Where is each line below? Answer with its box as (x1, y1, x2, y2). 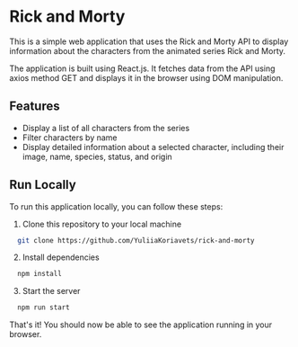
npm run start (17, 303, 70, 312)
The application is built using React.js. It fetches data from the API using (9, 63, 276, 74)
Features (9, 99, 60, 114)
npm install (17, 270, 63, 279)
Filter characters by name (22, 132, 118, 143)
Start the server (22, 286, 81, 297)
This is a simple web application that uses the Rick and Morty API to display (9, 36, 289, 47)
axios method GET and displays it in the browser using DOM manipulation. (9, 72, 284, 83)
